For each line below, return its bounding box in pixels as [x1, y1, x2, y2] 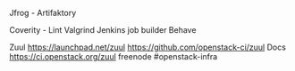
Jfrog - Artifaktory [9, 8, 77, 18]
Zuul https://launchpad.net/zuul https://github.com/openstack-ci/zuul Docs [9, 42, 286, 52]
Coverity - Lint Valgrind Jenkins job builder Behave [9, 25, 197, 35]
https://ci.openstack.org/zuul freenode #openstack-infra [9, 51, 218, 61]
